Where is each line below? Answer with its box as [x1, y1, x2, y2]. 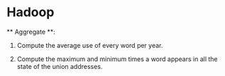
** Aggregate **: [6, 27, 56, 36]
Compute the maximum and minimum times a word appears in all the [16, 54, 218, 63]
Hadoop [6, 4, 55, 20]
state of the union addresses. [16, 62, 103, 70]
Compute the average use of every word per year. [16, 41, 163, 49]
